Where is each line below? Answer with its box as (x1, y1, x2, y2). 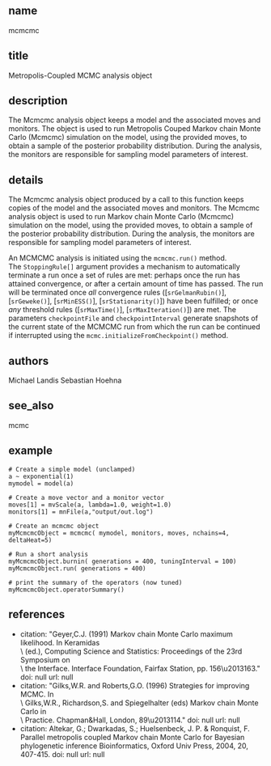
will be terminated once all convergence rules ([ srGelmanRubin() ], (8, 288, 227, 298)
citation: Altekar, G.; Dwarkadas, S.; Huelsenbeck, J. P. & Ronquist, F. (19, 723, 250, 733)
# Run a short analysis (8, 550, 89, 558)
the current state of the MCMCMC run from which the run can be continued (8, 322, 260, 332)
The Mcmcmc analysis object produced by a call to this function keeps (8, 195, 244, 205)
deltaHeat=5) (8, 535, 53, 544)
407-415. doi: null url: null (19, 749, 105, 759)
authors (8, 353, 49, 368)
